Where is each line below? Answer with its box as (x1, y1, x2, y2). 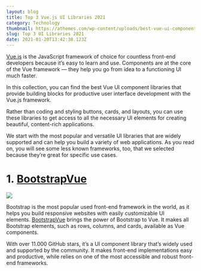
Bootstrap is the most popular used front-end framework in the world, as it (6, 203, 190, 210)
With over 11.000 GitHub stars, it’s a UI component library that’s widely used (6, 240, 193, 247)
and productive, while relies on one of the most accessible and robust (6, 252, 178, 260)
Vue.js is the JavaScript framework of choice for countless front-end (6, 53, 176, 60)
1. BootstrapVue (6, 172, 87, 186)
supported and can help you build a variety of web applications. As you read (6, 139, 194, 145)
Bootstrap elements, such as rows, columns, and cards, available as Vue (6, 222, 185, 229)
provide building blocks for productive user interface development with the (6, 90, 191, 97)
